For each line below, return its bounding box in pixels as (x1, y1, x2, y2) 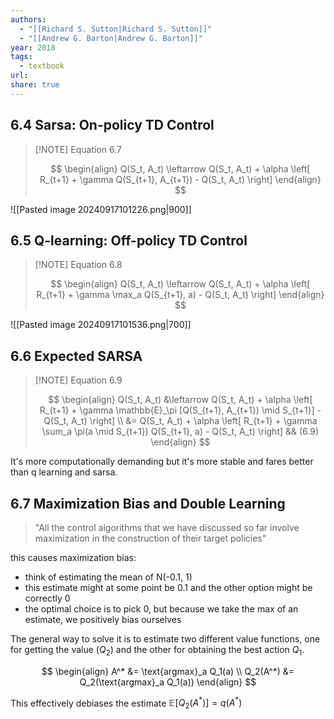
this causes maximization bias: (10, 552, 137, 563)
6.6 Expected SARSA (10, 347, 143, 365)
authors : (10, 14, 47, 25)
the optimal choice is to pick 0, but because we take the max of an (24, 603, 299, 615)
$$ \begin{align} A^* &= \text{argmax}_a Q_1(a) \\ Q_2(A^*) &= (41, 665, 295, 677)
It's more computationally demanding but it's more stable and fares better (10, 456, 314, 468)
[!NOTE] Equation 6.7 (34, 143, 122, 155)
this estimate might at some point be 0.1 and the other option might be (24, 582, 313, 593)
